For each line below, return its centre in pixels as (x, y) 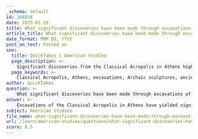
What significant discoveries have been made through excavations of (104, 94)
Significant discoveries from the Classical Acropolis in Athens (99, 67)
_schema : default (27, 12)
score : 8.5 (19, 127)
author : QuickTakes (30, 83)
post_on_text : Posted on (37, 45)
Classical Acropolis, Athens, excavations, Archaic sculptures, (97, 77)
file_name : (19, 116)
